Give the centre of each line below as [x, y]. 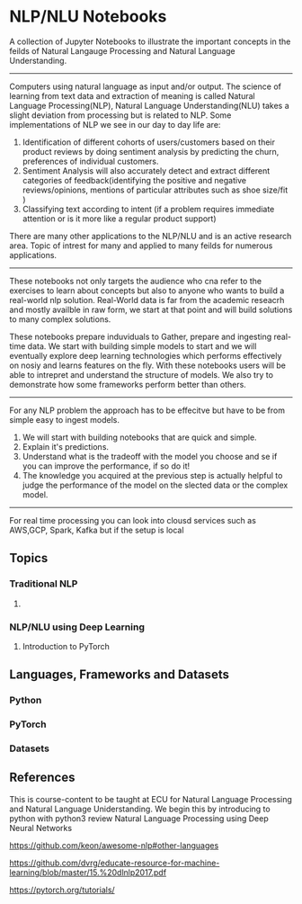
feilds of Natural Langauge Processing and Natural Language [122, 50]
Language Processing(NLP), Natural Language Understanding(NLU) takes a [149, 105]
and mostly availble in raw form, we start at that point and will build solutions [151, 309]
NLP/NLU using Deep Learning [77, 627]
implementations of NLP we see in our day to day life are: [115, 124]
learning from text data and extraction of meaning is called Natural [132, 95]
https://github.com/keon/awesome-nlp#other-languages [114, 845]
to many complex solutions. [60, 319]
